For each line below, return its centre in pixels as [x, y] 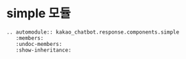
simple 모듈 [39, 13]
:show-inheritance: [43, 50]
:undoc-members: [39, 44]
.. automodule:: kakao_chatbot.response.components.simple [93, 32]
